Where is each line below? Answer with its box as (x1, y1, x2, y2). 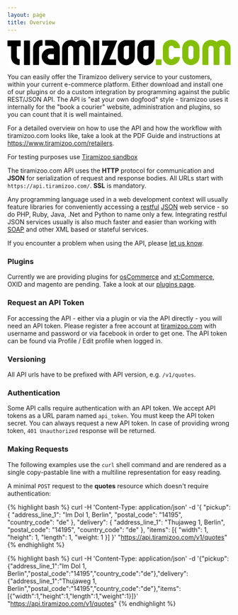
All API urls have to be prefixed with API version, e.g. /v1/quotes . (7, 370, 196, 379)
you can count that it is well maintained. (7, 110, 123, 119)
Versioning (7, 354, 46, 364)
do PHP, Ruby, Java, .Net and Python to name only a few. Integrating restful (7, 210, 227, 219)
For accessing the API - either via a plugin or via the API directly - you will (7, 314, 222, 322)
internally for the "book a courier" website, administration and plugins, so (7, 103, 221, 111)
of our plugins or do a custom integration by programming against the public (7, 88, 230, 96)
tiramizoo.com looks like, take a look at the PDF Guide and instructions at (7, 132, 221, 140)
